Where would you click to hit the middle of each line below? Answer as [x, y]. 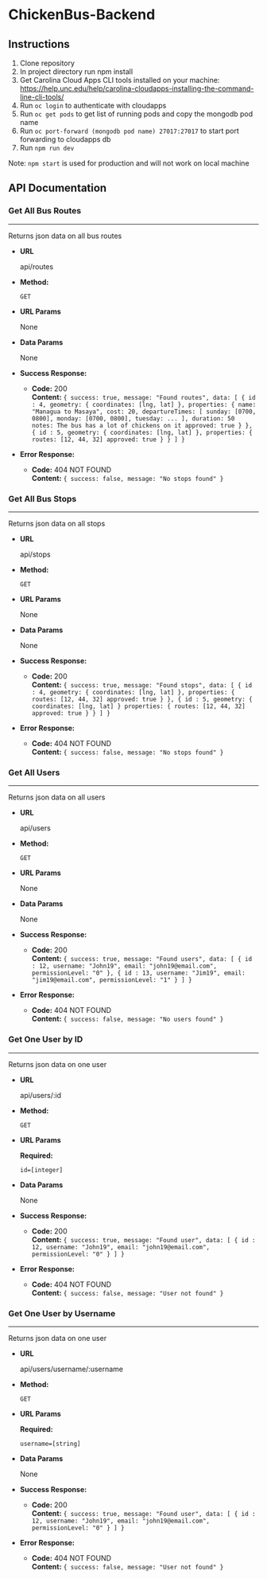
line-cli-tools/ [42, 97]
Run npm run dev [47, 148]
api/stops [35, 554]
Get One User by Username [62, 1313]
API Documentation [58, 188]
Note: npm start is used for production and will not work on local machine [129, 163]
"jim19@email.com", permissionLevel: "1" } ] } [112, 980]
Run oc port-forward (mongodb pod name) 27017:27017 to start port [130, 131]
